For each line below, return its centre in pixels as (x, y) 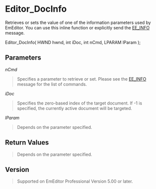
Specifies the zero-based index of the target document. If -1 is (79, 103)
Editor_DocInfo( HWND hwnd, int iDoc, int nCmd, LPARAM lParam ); (73, 42)
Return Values (27, 143)
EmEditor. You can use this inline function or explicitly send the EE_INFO (77, 27)
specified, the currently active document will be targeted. (75, 108)
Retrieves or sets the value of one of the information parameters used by (78, 22)
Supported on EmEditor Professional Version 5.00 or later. (75, 181)
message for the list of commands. (52, 84)
